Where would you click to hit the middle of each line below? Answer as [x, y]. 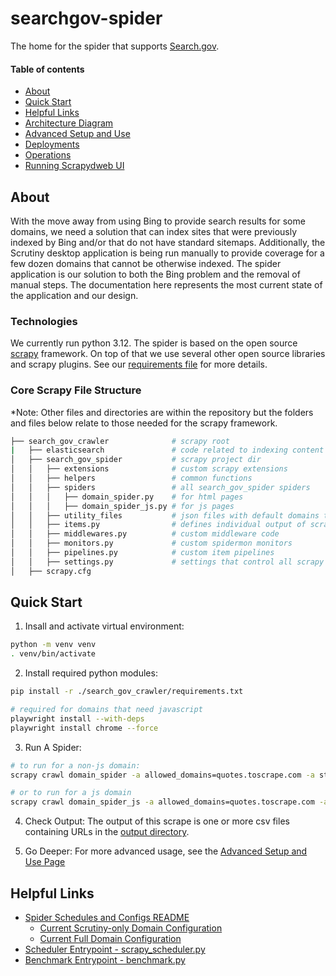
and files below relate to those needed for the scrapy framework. [144, 423]
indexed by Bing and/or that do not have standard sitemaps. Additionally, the [168, 242]
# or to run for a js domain [71, 793]
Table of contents [47, 69]
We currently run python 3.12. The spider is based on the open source [154, 343]
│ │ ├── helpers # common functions [131, 478]
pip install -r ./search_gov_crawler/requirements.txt [127, 692]
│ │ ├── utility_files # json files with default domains [165, 515]
